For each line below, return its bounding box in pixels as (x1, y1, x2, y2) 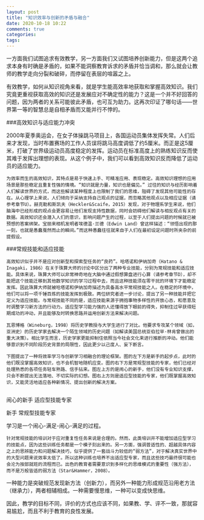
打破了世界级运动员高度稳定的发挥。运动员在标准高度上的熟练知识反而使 (16, 147, 198, 154)
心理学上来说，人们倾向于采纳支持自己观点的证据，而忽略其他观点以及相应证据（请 (19, 195, 196, 201)
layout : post (6, 9, 39, 15)
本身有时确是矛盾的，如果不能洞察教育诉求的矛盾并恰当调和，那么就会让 (11, 62, 192, 69)
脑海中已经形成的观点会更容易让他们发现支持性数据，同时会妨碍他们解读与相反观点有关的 (6, 208, 196, 214)
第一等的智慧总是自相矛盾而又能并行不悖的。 (11, 106, 123, 113)
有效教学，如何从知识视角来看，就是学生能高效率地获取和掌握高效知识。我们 (6, 83, 198, 90)
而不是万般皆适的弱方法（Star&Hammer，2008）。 (6, 468, 113, 474)
